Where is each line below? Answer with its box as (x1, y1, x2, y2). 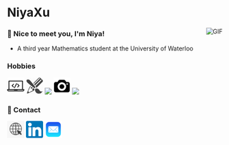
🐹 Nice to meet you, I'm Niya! (7, 29, 105, 39)
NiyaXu (7, 5, 50, 20)
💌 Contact (7, 105, 41, 114)
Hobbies (7, 61, 36, 71)
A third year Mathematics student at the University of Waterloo (16, 44, 193, 52)
